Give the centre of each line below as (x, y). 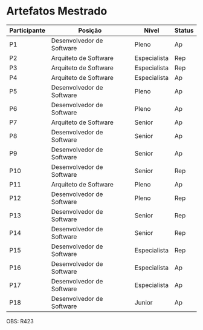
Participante (27, 30)
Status (184, 30)
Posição (90, 30)
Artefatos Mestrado (57, 11)
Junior (143, 302)
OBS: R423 (20, 321)
